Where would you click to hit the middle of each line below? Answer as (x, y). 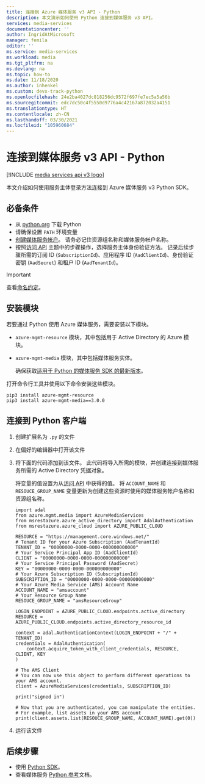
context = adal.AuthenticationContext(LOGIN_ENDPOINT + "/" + (96, 633)
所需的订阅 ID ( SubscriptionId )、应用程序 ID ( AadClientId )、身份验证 (107, 254)
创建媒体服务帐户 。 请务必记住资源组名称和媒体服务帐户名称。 (93, 239)
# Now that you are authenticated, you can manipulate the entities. (106, 707)
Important (19, 275)
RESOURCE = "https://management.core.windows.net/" (82, 537)
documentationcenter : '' (38, 29)
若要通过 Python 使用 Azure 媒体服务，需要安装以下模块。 (79, 324)
